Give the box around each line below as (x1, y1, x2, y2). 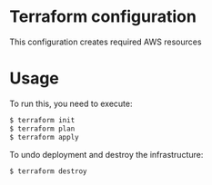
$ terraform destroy (9, 166, 88, 176)
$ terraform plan (9, 124, 76, 133)
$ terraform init (9, 115, 76, 124)
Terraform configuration (9, 6, 197, 27)
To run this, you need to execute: (9, 98, 133, 109)
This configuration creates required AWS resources (9, 36, 202, 47)
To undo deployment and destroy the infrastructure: (9, 149, 204, 160)
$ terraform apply (9, 132, 79, 141)
